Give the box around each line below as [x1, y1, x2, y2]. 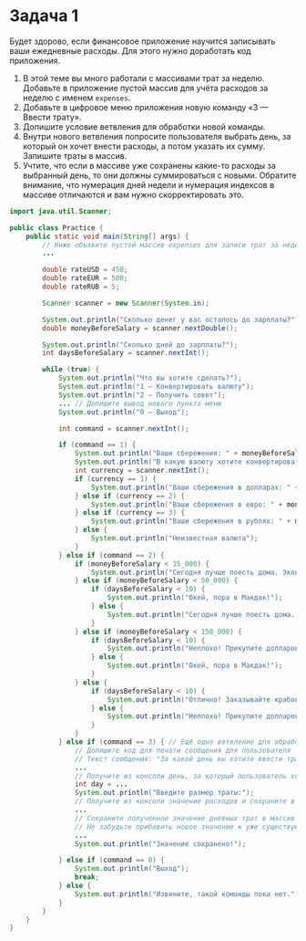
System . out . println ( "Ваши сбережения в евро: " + [90, 499, 283, 509]
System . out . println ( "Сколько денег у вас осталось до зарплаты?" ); [42, 315, 303, 324]
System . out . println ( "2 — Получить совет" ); [57, 390, 226, 400]
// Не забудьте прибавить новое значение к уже [74, 822, 259, 831]
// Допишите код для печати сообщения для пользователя [74, 746, 291, 755]
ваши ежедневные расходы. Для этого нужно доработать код [9, 45, 252, 56]
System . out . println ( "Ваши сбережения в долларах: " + [90, 483, 300, 492]
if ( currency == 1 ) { [74, 474, 157, 484]
